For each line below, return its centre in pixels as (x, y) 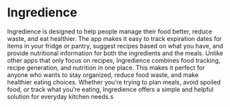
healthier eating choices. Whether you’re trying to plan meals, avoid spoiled (114, 82)
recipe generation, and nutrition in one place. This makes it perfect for (106, 67)
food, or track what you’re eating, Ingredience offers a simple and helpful (111, 89)
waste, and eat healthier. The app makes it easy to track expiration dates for (115, 38)
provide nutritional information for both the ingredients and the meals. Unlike (115, 53)
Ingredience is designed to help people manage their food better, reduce (110, 31)
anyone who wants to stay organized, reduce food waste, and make (103, 75)
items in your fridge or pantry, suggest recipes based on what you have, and (115, 46)
